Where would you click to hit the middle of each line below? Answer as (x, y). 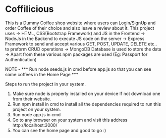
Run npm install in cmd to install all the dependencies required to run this (86, 104)
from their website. (31, 99)
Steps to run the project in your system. (45, 84)
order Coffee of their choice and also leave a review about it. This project (80, 28)
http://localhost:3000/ (35, 125)
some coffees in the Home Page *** (42, 74)
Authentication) (21, 59)
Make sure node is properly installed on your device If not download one (86, 93)
